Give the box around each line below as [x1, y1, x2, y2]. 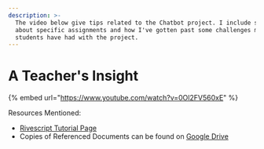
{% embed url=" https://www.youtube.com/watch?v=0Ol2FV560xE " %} [8, 93, 238, 103]
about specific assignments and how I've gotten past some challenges [15, 26, 251, 34]
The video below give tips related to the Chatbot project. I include [15, 19, 251, 27]
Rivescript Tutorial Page [19, 123, 97, 133]
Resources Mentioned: [8, 108, 82, 118]
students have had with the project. [15, 33, 139, 42]
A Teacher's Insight [8, 67, 139, 85]
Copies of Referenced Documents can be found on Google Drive [19, 132, 229, 141]
